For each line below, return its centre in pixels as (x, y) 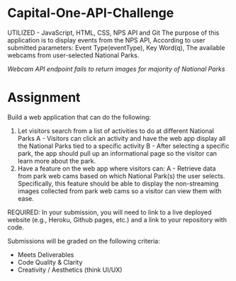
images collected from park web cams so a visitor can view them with (119, 191)
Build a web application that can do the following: (79, 117)
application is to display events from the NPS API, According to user (106, 40)
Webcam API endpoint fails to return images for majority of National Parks (116, 69)
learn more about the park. (57, 161)
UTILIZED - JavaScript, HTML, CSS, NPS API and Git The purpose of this (113, 33)
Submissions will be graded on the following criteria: (84, 241)
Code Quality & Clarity (50, 262)
